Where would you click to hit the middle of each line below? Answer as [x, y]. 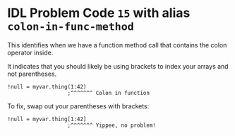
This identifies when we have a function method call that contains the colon [117, 45]
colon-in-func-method [71, 27]
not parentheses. [32, 74]
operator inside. [30, 52]
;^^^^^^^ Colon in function [109, 93]
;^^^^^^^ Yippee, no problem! [112, 125]
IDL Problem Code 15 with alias [99, 13]
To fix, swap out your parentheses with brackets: [78, 106]
